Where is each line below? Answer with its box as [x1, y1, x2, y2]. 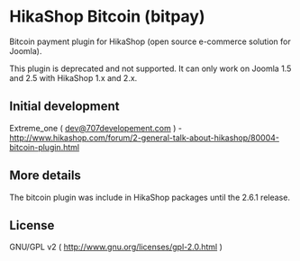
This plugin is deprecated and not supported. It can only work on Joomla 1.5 [9, 63, 292, 74]
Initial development [9, 99, 120, 114]
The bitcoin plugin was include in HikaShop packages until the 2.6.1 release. [9, 192, 291, 202]
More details [9, 168, 81, 184]
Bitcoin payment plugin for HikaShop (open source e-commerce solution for [9, 36, 291, 47]
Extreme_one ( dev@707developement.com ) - [9, 122, 183, 133]
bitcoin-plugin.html [9, 141, 79, 152]
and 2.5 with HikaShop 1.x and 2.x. [9, 72, 138, 83]
